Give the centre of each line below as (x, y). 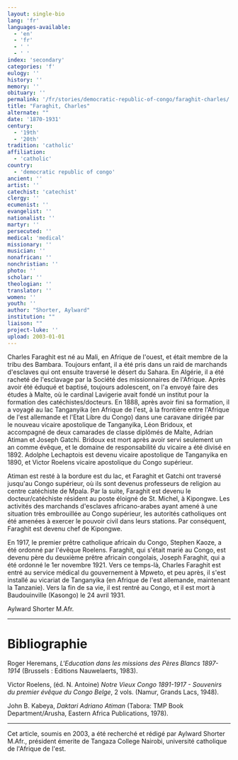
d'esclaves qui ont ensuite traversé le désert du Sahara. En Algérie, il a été (116, 372)
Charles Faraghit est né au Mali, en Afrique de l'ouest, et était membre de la (118, 357)
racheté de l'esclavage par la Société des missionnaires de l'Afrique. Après (117, 379)
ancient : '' (25, 178)
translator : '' (30, 290)
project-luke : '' (33, 330)
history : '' (25, 80)
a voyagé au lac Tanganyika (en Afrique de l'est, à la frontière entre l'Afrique (119, 409)
